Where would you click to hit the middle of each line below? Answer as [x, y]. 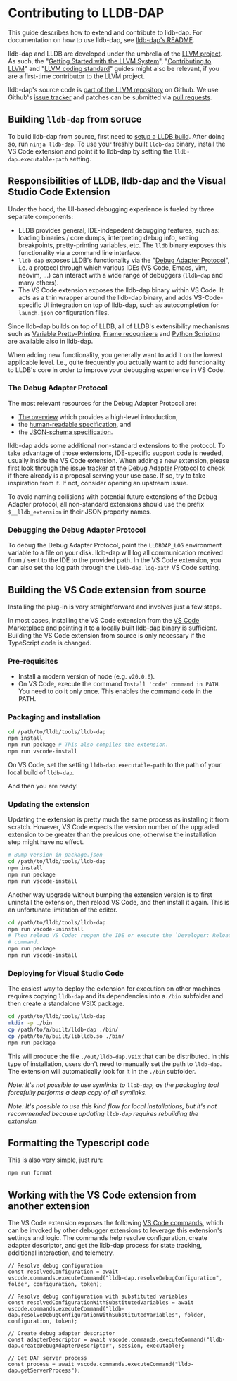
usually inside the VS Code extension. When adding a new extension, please [119, 460]
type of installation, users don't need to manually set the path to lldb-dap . [115, 1064]
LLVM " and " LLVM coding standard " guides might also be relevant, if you [114, 68]
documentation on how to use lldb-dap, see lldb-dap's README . [101, 39]
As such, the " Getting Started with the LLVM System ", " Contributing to [110, 61]
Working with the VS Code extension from [102, 1195]
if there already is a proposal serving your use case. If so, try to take [107, 475]
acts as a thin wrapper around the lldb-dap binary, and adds [105, 297]
